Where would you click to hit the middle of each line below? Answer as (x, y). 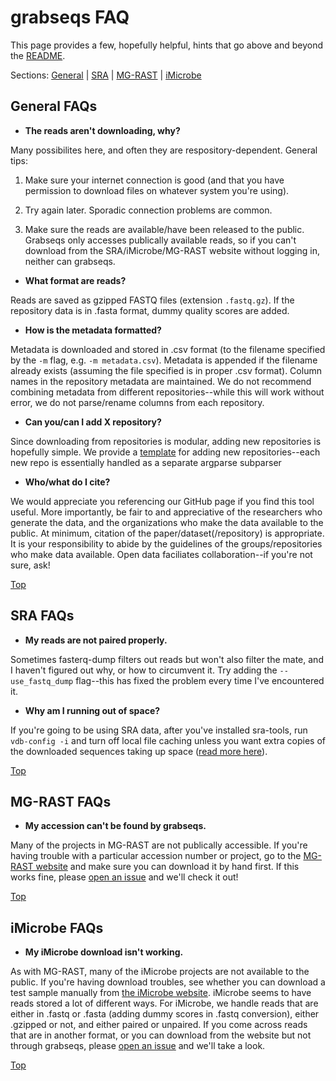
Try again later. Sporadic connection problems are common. (148, 210)
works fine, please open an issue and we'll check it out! (124, 877)
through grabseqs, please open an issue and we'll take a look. (138, 1046)
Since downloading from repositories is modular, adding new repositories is (166, 441)
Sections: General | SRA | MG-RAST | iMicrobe (106, 75)
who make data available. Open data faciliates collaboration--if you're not (161, 554)
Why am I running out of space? (92, 710)
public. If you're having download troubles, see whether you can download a (168, 982)
